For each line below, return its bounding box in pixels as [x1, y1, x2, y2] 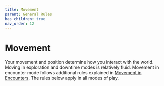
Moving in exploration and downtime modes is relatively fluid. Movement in [5, 64, 159, 70]
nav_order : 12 [5, 21, 35, 26]
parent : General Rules [5, 12, 52, 17]
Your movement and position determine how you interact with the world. [5, 59, 154, 65]
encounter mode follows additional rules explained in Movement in [5, 70, 142, 76]
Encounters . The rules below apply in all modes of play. [5, 75, 119, 81]
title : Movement [5, 7, 39, 12]
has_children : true [5, 16, 46, 21]
